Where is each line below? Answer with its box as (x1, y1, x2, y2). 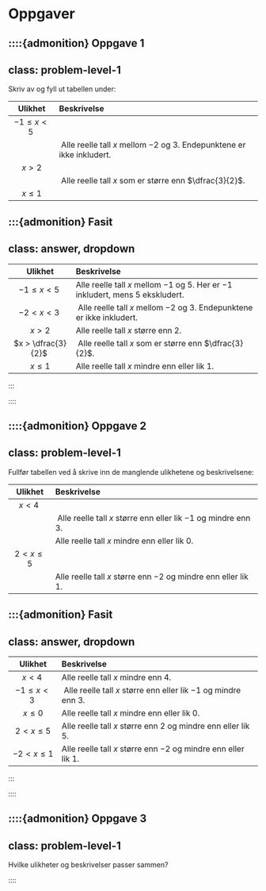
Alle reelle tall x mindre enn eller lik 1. (75, 361, 215, 372)
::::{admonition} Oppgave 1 (8, 37, 145, 50)
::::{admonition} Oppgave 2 (8, 418, 146, 433)
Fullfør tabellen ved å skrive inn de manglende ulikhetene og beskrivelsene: (8, 467, 255, 476)
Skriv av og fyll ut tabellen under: (8, 84, 116, 94)
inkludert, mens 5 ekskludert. (75, 289, 184, 300)
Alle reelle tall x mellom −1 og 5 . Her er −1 (75, 279, 233, 290)
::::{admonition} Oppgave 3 (8, 812, 147, 826)
